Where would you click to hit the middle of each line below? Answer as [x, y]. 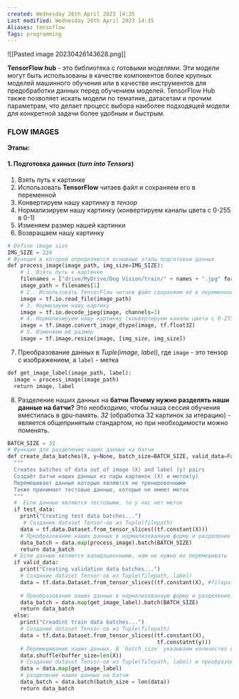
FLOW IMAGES [33, 132]
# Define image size [38, 246]
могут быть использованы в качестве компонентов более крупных [110, 76]
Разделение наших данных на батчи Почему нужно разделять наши [123, 399]
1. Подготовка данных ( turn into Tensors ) [70, 164]
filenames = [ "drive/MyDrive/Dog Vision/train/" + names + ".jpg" [121, 279]
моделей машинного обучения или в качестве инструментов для [107, 83]
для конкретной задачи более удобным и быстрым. [86, 113]
